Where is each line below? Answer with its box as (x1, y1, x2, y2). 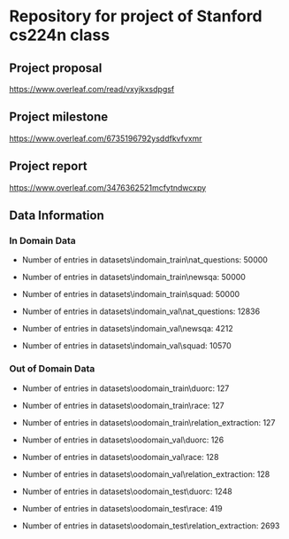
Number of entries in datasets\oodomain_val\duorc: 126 (21, 434, 224, 445)
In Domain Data (9, 234, 77, 246)
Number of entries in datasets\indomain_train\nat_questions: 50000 (21, 254, 268, 265)
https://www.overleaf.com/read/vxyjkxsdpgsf (9, 84, 175, 94)
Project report (9, 159, 88, 174)
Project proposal (9, 60, 103, 75)
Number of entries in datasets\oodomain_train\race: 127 (21, 400, 225, 410)
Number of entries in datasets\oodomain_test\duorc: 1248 (21, 486, 232, 496)
